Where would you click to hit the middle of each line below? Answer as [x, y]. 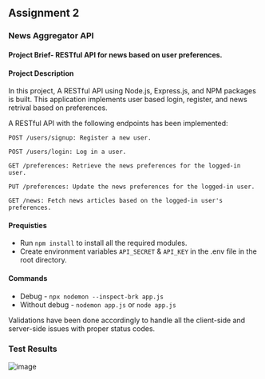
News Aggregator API [51, 36]
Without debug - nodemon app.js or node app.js [98, 304]
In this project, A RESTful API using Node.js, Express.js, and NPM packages [132, 91]
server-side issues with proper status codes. [82, 328]
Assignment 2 [44, 13]
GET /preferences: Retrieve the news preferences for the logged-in [125, 166]
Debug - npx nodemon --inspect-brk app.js [91, 296]
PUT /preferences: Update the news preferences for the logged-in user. [132, 187]
